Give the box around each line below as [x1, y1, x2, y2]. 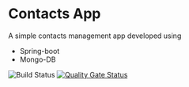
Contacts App [8, 5, 101, 23]
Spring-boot [19, 46, 60, 55]
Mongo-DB [19, 55, 56, 64]
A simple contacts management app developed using [8, 31, 182, 40]
